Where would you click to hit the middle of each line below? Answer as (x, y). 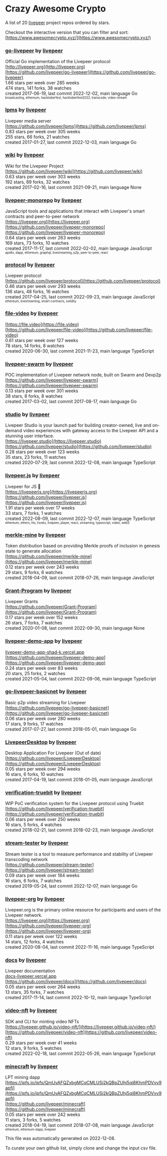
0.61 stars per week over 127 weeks (42, 340)
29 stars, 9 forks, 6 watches (34, 572)
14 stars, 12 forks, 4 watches (34, 942)
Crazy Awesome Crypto (56, 9)
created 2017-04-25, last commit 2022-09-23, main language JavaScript (80, 297)
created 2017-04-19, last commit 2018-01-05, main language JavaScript (79, 780)
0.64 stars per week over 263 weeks (43, 238)
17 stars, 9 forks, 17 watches (34, 724)
